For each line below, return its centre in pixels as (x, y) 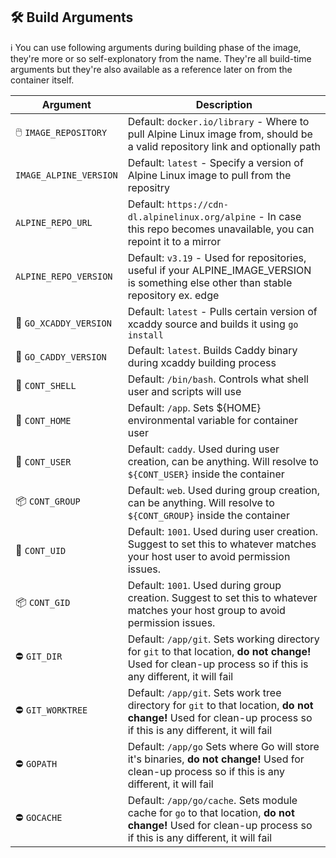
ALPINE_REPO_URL (54, 222)
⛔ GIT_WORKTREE (51, 710)
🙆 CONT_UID (41, 550)
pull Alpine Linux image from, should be (220, 134)
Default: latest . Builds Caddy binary (212, 350)
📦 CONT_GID (43, 602)
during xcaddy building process (202, 362)
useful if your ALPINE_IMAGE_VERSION (219, 270)
